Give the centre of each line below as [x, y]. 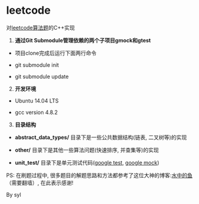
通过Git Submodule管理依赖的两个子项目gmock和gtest [83, 40]
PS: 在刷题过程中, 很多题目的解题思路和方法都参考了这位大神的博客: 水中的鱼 [99, 175]
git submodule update [42, 76]
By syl [14, 194]
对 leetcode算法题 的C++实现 [41, 27]
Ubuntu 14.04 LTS [37, 101]
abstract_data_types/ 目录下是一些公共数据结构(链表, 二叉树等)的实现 [101, 137]
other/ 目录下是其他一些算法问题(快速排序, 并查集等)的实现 [87, 150]
